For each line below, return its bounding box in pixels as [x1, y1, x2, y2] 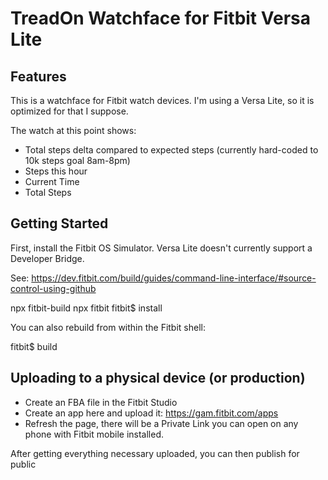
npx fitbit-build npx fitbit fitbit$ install [10, 302, 163, 314]
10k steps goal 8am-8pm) [24, 155, 131, 166]
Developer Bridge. [10, 252, 85, 264]
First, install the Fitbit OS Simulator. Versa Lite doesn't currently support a [10, 242, 313, 254]
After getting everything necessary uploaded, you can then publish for [10, 447, 300, 459]
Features [10, 68, 67, 85]
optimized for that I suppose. [10, 105, 129, 117]
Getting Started [10, 215, 109, 232]
